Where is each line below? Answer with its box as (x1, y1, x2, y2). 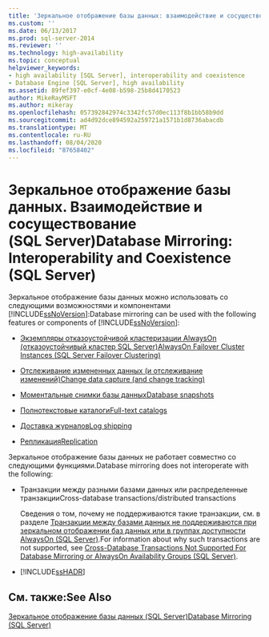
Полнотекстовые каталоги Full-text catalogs (19, 406, 168, 416)
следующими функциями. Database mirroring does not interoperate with (8, 461, 249, 470)
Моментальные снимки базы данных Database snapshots (19, 390, 215, 400)
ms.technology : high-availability (8, 49, 124, 57)
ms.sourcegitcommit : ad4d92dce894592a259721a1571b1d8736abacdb (8, 116, 224, 124)
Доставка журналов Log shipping (19, 421, 132, 431)
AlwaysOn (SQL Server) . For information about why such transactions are (19, 534, 261, 544)
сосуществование (8, 214, 137, 233)
